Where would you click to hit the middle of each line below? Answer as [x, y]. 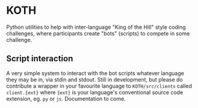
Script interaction [40, 58]
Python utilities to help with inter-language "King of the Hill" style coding [96, 27]
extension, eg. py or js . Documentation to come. [66, 98]
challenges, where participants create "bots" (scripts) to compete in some [98, 33]
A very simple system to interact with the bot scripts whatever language [95, 73]
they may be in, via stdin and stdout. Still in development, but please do [94, 79]
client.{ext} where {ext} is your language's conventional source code [95, 92]
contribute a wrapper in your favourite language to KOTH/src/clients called [99, 86]
